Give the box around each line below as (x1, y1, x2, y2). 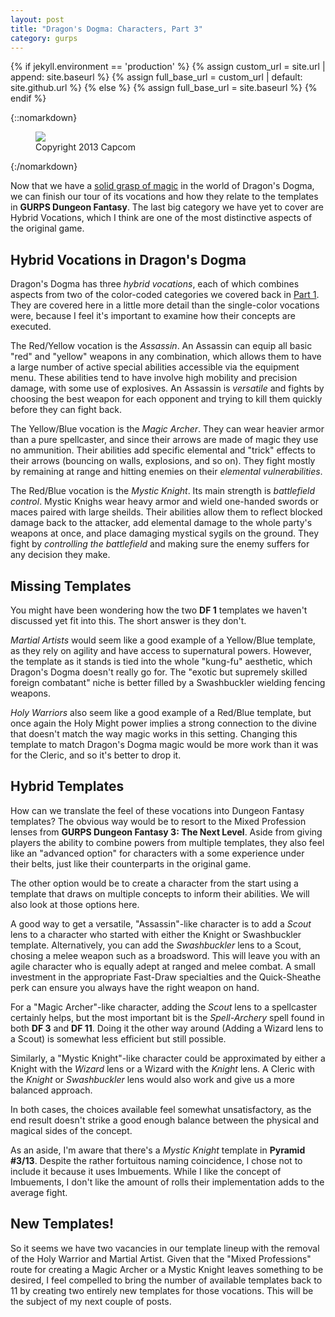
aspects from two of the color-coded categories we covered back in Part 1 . (10, 289, 320, 301)
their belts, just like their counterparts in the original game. (10, 857, 252, 870)
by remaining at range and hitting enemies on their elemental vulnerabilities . (10, 466, 323, 478)
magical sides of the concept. (10, 1124, 133, 1136)
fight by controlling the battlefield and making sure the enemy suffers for (10, 538, 310, 550)
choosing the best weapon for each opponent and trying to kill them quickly (10, 393, 323, 405)
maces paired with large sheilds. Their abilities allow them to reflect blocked (10, 506, 323, 518)
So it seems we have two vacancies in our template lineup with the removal (10, 1242, 320, 1254)
